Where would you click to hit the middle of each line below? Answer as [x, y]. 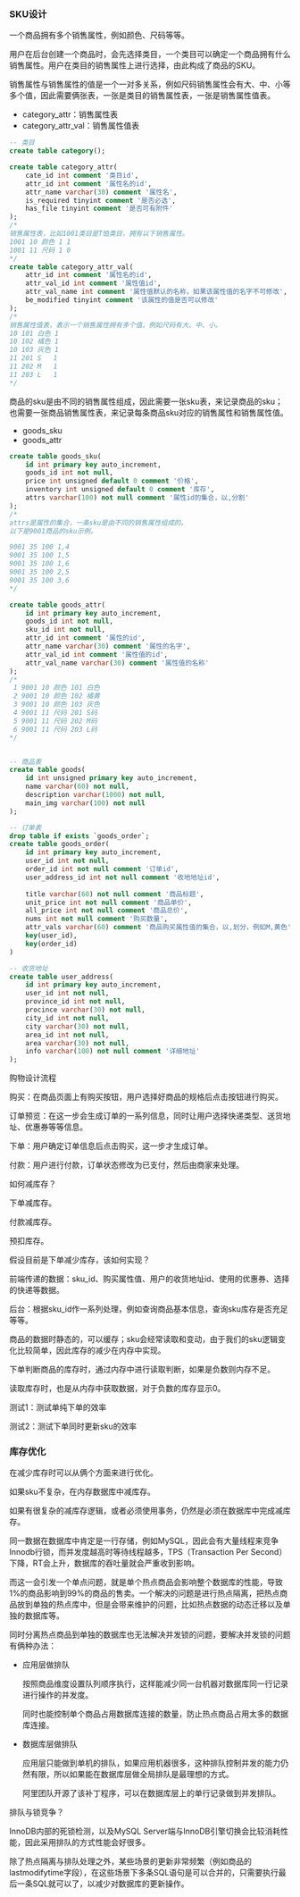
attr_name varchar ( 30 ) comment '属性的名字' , [108, 646]
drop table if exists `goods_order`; [79, 836]
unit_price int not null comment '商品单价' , [108, 902]
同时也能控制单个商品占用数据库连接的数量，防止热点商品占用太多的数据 [155, 1714]
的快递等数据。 [37, 1290]
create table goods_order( [59, 844]
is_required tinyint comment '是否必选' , [101, 200]
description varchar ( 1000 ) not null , [96, 795]
